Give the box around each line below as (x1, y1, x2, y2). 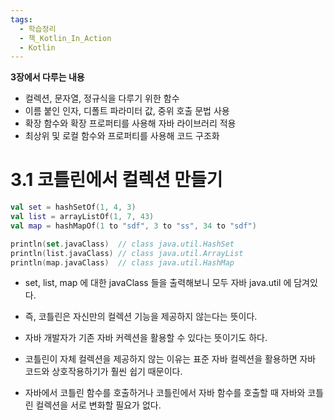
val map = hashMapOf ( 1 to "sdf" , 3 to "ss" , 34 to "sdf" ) (10, 221, 257, 231)
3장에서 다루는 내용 (10, 71, 85, 83)
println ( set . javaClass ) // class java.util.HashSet (10, 239, 235, 249)
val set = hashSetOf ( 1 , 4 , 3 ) (10, 202, 137, 213)
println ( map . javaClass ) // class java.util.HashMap (10, 257, 235, 268)
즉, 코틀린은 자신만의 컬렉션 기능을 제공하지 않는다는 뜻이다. (24, 311, 258, 323)
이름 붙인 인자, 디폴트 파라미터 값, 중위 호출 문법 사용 (24, 105, 230, 117)
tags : (10, 14, 33, 25)
